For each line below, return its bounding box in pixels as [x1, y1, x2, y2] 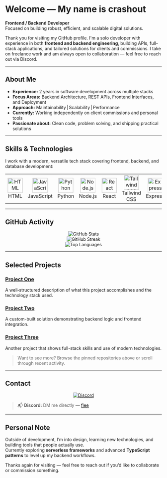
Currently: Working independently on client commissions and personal [12, 110, 158, 116]
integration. [5, 321, 29, 327]
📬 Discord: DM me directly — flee [17, 402, 89, 408]
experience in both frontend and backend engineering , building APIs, [5, 40, 149, 46]
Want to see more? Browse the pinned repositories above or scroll [17, 355, 153, 361]
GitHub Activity [5, 218, 54, 226]
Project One [5, 276, 35, 283]
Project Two [5, 305, 35, 312]
